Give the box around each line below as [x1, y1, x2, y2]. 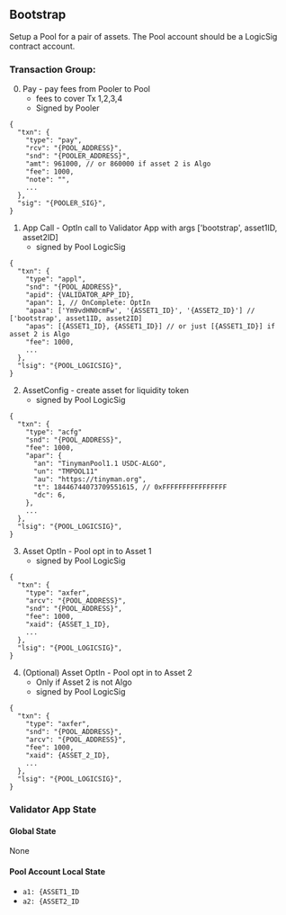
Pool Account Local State [9, 866, 106, 876]
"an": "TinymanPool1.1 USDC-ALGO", [32, 459, 167, 469]
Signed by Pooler [35, 103, 101, 113]
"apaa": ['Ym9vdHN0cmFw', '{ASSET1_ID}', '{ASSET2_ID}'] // [25, 306, 255, 316]
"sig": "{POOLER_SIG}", [17, 199, 106, 208]
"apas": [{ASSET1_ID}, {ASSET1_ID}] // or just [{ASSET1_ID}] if [25, 322, 276, 331]
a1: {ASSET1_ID [22, 888, 80, 897]
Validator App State [9, 803, 97, 816]
